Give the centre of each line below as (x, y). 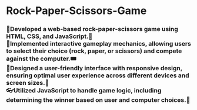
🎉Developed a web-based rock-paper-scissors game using (92, 29)
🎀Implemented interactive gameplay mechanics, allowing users (98, 44)
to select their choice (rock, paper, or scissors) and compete (94, 51)
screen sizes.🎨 (28, 83)
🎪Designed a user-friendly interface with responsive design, (94, 68)
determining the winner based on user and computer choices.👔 (98, 100)
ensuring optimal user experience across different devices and (98, 75)
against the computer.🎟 (41, 59)
